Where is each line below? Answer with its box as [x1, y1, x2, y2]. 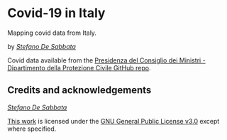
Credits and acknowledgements [7, 84, 152, 97]
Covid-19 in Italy [7, 5, 106, 21]
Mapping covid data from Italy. [7, 28, 97, 37]
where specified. [7, 124, 57, 133]
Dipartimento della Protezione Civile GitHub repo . [7, 63, 151, 72]
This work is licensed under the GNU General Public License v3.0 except [7, 117, 220, 125]
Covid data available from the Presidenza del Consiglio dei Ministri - [7, 55, 206, 65]
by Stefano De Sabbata [7, 42, 77, 50]
